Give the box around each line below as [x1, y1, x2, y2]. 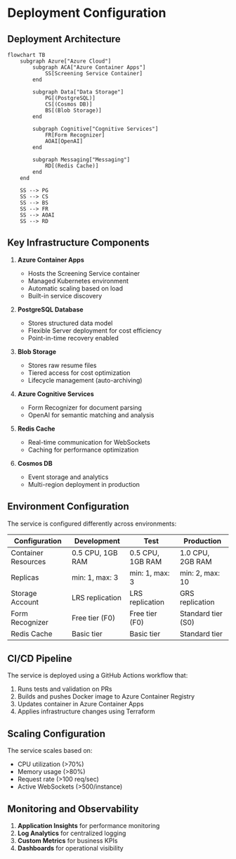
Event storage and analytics [27, 473, 109, 481]
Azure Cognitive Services [17, 389, 95, 398]
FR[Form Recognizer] [44, 132, 105, 139]
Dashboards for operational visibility [17, 844, 124, 853]
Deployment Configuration [7, 5, 166, 21]
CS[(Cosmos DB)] [44, 101, 93, 108]
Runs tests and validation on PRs [17, 685, 112, 694]
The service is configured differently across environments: [7, 519, 177, 528]
